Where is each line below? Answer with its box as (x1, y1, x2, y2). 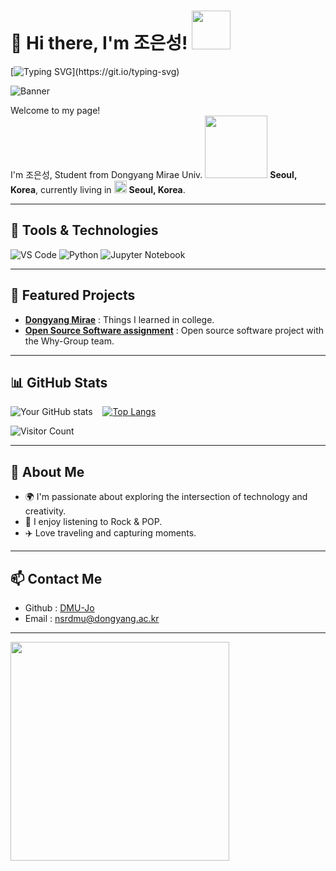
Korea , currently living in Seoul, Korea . (10, 183, 186, 195)
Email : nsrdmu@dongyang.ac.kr (24, 613, 160, 624)
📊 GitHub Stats (10, 374, 108, 391)
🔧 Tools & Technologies (10, 222, 159, 239)
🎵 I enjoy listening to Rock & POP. (24, 516, 163, 528)
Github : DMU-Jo (24, 602, 95, 614)
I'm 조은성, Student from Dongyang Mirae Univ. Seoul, (10, 168, 298, 180)
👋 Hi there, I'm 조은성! (10, 32, 188, 55)
